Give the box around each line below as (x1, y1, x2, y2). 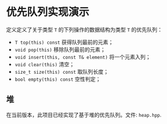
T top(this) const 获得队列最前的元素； (14, 38, 114, 45)
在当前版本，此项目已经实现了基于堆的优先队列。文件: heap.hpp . (6, 111, 162, 118)
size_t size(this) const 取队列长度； (14, 68, 109, 75)
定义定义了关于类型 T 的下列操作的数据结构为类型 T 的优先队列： (6, 26, 163, 33)
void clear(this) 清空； (14, 60, 75, 68)
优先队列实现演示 (6, 5, 90, 19)
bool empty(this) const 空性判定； (14, 75, 101, 83)
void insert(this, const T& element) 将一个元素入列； (14, 53, 151, 60)
